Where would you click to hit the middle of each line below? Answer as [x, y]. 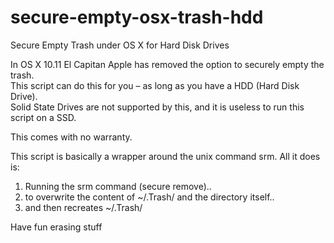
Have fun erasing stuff [56, 227]
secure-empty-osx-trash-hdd [137, 17]
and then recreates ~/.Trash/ [83, 207]
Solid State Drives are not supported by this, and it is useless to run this [157, 107]
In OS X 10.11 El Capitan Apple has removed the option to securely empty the [167, 64]
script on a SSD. [43, 117]
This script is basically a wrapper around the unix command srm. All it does [165, 156]
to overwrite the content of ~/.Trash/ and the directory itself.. [149, 197]
